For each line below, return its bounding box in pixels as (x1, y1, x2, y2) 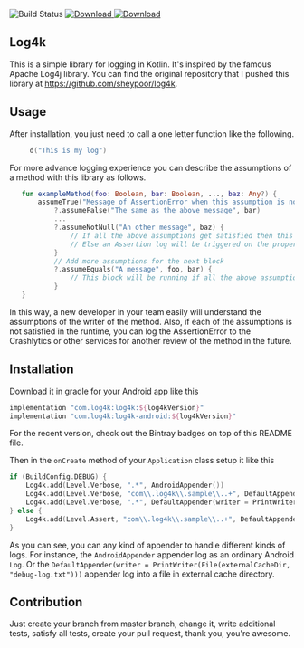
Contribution (9, 594, 83, 610)
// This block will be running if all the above (70, 273, 257, 282)
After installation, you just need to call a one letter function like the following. (9, 128, 295, 139)
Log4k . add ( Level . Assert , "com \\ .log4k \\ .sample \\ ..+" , (25, 514, 237, 524)
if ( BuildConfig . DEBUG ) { (9, 472, 107, 481)
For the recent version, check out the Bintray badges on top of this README (9, 428, 292, 439)
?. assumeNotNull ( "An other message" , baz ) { (53, 223, 224, 232)
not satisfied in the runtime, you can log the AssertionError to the (9, 326, 252, 337)
